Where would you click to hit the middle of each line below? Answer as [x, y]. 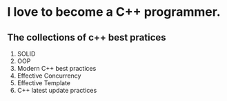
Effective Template [44, 83]
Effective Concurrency [49, 76]
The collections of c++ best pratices [87, 37]
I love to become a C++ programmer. [114, 12]
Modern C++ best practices [57, 68]
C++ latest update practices [57, 90]
